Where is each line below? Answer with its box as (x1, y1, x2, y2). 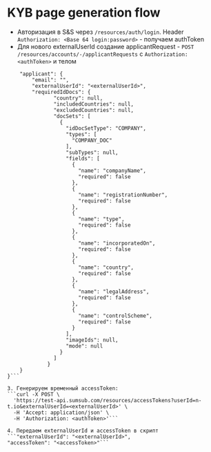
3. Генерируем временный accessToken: (7, 385, 119, 392)
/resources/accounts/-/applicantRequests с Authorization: (17, 50, 188, 58)
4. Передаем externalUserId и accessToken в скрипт (7, 427, 159, 434)
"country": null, (53, 95, 103, 102)
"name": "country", (78, 264, 134, 271)
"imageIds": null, (66, 337, 119, 343)
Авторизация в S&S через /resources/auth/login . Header (17, 28, 184, 36)
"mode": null (66, 342, 103, 350)
